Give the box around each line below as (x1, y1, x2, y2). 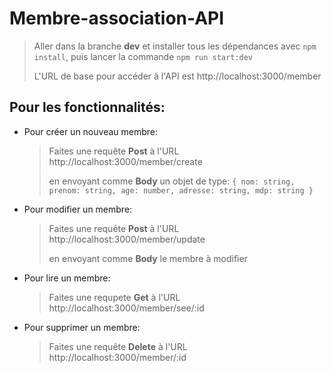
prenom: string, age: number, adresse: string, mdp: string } (48, 185, 314, 196)
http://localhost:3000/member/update (48, 233, 206, 245)
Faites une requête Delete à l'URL (48, 340, 188, 352)
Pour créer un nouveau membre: (23, 125, 159, 137)
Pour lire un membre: (23, 272, 111, 284)
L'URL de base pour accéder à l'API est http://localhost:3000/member (33, 70, 322, 82)
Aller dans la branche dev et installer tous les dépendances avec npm (33, 40, 317, 52)
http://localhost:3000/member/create (48, 155, 203, 167)
